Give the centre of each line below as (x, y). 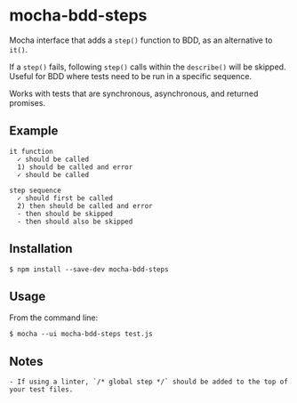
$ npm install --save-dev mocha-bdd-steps (89, 269)
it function (31, 151)
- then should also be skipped (75, 222)
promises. (28, 102)
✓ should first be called (65, 198)
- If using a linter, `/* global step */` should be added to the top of (149, 382)
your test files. (41, 390)
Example (34, 131)
